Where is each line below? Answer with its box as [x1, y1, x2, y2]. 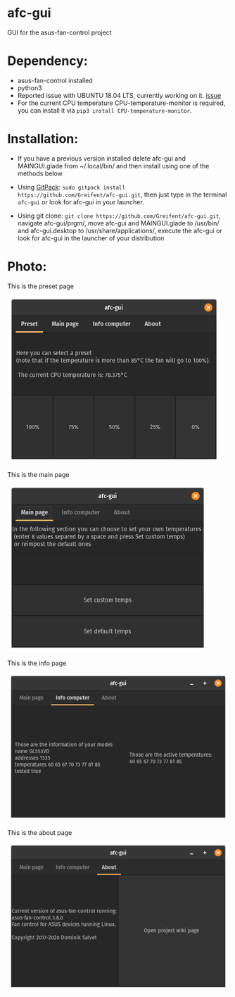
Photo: [7, 259, 47, 274]
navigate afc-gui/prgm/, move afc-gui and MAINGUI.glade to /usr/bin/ [17, 218, 220, 227]
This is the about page [7, 828, 72, 836]
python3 [17, 83, 42, 92]
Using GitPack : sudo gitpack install [17, 182, 125, 191]
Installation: [7, 131, 79, 147]
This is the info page [7, 659, 67, 667]
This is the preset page [7, 282, 74, 290]
